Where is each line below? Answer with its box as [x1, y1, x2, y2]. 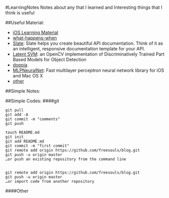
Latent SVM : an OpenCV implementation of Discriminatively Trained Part [12, 51, 164, 57]
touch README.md [5, 130, 40, 135]
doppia [12, 62, 28, 68]
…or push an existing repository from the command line [5, 157, 126, 162]
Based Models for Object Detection [12, 56, 87, 63]
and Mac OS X [12, 73, 43, 78]
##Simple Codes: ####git [5, 98, 60, 104]
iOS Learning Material [12, 30, 59, 35]
